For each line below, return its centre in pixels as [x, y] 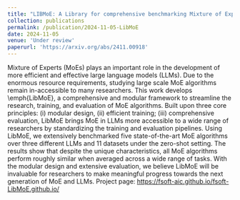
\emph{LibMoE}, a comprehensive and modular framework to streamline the [120, 98]
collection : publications [46, 21]
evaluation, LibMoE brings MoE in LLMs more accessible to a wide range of [118, 121]
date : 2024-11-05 [33, 34]
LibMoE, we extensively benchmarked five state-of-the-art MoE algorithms [118, 136]
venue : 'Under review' [41, 41]
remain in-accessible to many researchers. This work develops [100, 90]
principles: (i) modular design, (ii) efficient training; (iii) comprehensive [111, 113]
